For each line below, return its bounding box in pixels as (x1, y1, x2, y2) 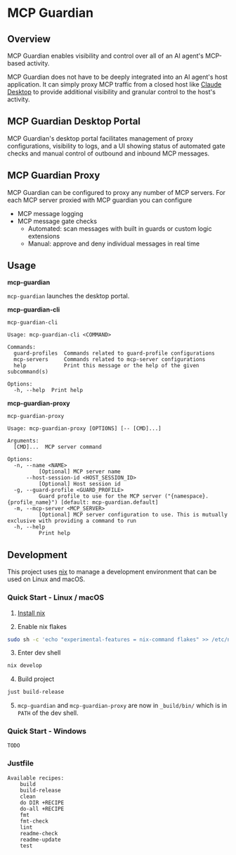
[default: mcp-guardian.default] (60, 499, 159, 506)
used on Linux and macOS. (7, 575, 86, 583)
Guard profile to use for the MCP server (38, 493, 162, 500)
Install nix (17, 609, 46, 617)
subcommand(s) (7, 368, 49, 376)
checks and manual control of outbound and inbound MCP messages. (7, 149, 210, 158)
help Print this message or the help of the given (13, 362, 199, 369)
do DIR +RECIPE (20, 799, 65, 806)
